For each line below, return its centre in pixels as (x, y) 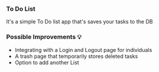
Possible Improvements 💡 (44, 37)
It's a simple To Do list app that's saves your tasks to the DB (79, 22)
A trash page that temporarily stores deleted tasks (76, 56)
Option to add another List (47, 62)
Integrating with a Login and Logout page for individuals (83, 50)
